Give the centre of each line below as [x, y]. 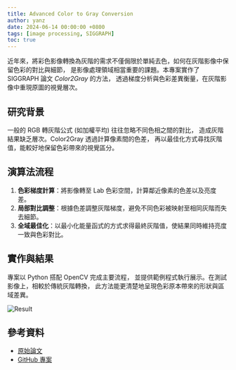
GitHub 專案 [35, 359]
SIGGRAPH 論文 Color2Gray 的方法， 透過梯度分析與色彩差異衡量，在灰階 [114, 79]
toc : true [22, 40]
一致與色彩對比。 [42, 234]
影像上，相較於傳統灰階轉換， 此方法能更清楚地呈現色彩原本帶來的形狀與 [113, 285]
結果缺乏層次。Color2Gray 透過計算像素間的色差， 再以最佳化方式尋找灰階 [115, 139]
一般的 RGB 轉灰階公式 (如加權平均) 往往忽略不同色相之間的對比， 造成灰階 [116, 130]
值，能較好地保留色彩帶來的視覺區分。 [63, 147]
